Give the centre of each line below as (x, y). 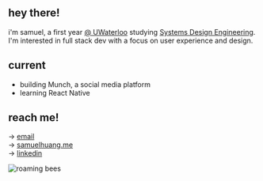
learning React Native (55, 92)
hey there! (34, 13)
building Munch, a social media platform (85, 84)
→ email (21, 137)
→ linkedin (25, 153)
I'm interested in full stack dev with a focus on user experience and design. (131, 40)
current (27, 65)
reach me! (34, 118)
